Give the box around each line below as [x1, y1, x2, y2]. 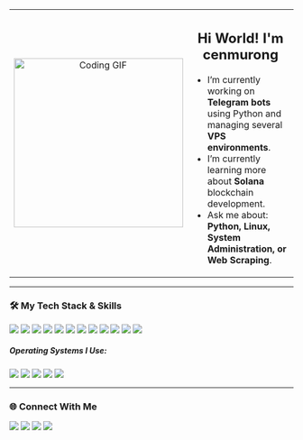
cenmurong [202, 45, 280, 63]
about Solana [207, 175, 264, 188]
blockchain [207, 186, 254, 198]
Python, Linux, [207, 220, 271, 233]
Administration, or [207, 243, 287, 255]
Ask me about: [207, 208, 269, 221]
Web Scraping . [207, 253, 272, 266]
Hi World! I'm [197, 29, 284, 47]
